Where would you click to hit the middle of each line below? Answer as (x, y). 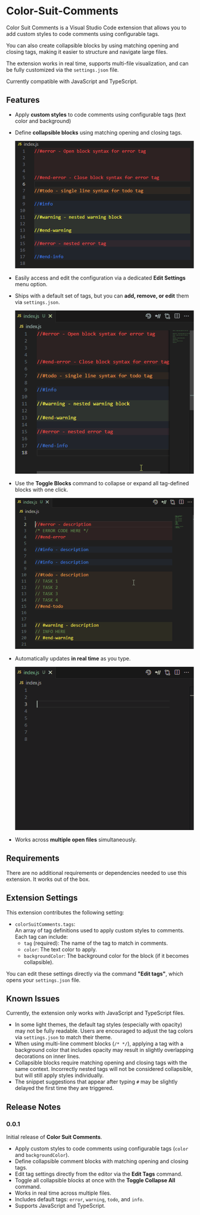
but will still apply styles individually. (59, 1075)
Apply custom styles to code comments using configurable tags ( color (101, 1149)
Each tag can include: (41, 937)
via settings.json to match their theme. (63, 1038)
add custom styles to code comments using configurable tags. (83, 33)
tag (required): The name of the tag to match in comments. (96, 943)
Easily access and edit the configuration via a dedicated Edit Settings (100, 278)
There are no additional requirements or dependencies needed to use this (96, 873)
